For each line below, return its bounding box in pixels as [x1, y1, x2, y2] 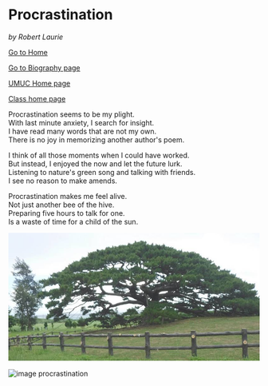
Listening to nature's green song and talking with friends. [8, 167, 196, 177]
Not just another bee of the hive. [8, 200, 115, 209]
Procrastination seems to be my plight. [8, 109, 136, 119]
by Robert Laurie [8, 32, 64, 42]
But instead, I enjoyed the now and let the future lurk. [8, 158, 183, 169]
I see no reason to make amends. [8, 176, 118, 185]
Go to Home [8, 47, 48, 57]
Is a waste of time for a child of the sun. [8, 217, 139, 226]
